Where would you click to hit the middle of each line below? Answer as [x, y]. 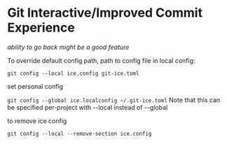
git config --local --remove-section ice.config [80, 134]
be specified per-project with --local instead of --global [88, 107]
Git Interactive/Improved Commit [105, 13]
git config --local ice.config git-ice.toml [73, 73]
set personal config [35, 86]
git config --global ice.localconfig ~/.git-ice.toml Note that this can [114, 100]
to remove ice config [37, 121]
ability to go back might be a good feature [68, 47]
